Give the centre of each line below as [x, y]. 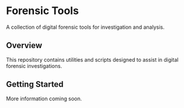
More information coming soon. [44, 99]
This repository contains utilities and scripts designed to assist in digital [92, 59]
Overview [24, 45]
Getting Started [35, 84]
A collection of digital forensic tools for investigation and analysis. [86, 27]
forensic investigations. [34, 66]
